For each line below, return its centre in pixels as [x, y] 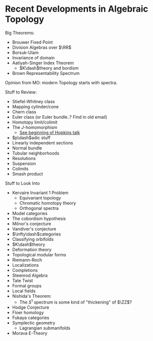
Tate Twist [22, 280]
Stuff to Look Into [22, 183]
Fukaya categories [31, 318]
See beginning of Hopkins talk [50, 132]
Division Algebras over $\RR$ [42, 47]
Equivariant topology [40, 197]
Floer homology [28, 312]
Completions [25, 270]
